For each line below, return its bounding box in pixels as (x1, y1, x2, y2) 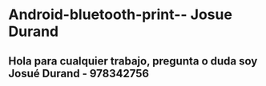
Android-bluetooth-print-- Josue (8, 6, 232, 24)
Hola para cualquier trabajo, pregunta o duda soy (8, 54, 258, 68)
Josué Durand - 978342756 (8, 66, 150, 80)
